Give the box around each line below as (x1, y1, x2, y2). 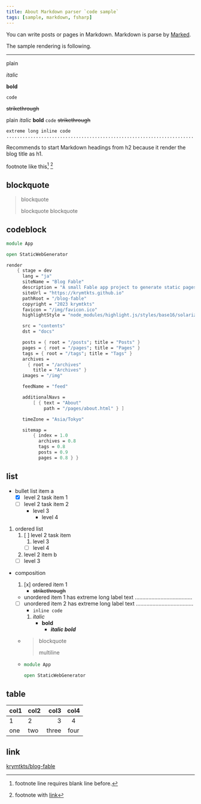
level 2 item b (23, 551, 57, 558)
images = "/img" (22, 373, 63, 379)
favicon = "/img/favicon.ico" (22, 306, 98, 313)
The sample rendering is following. (6, 42, 92, 50)
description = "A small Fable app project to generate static (22, 285, 181, 291)
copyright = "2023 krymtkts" (22, 301, 95, 307)
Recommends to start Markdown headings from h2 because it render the (6, 144, 186, 151)
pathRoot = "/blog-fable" (22, 296, 87, 301)
